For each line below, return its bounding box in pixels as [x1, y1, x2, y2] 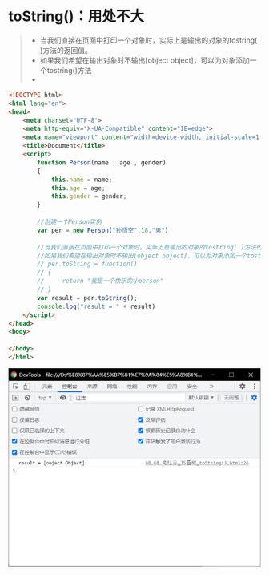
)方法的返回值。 [39, 45, 92, 55]
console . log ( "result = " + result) [37, 302, 156, 310]
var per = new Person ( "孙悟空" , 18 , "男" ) [37, 226, 169, 234]
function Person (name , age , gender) [37, 158, 167, 167]
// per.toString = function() [37, 260, 138, 269]
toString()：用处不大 [8, 7, 145, 26]
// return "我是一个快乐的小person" [37, 277, 164, 285]
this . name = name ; [50, 176, 113, 184]
